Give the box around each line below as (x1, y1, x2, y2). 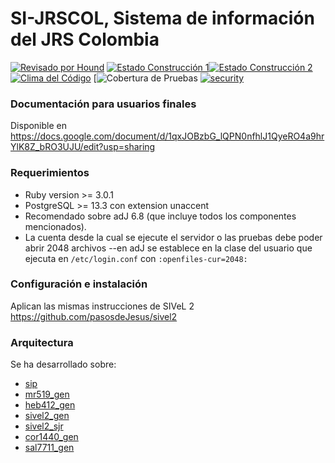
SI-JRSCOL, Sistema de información (10, 7, 315, 30)
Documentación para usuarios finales (10, 97, 197, 111)
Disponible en (10, 120, 68, 132)
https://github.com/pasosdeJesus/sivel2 (10, 310, 178, 322)
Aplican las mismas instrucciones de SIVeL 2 (10, 300, 195, 312)
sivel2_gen (24, 410, 70, 422)
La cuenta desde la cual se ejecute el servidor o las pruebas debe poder (24, 231, 323, 243)
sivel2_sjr (24, 420, 64, 432)
